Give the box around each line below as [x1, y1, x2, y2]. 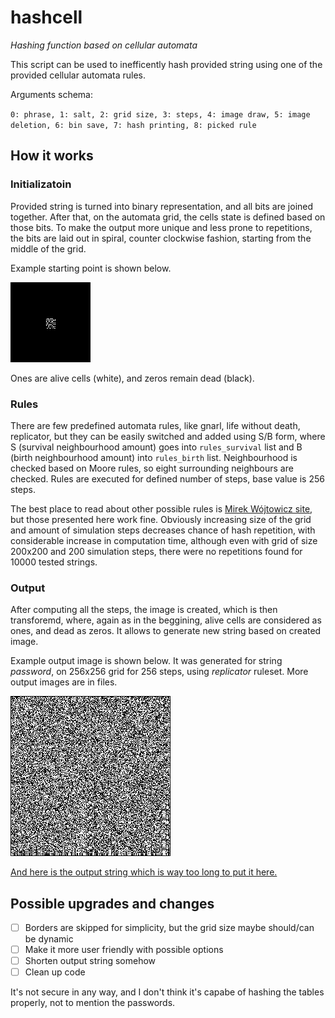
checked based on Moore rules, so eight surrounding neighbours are [10, 462, 294, 474]
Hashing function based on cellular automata [10, 39, 198, 51]
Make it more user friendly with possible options [24, 944, 224, 956]
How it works [10, 147, 94, 165]
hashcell [10, 6, 83, 29]
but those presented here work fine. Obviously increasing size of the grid [10, 513, 312, 525]
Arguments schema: [10, 88, 94, 100]
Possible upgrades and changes [10, 895, 215, 912]
